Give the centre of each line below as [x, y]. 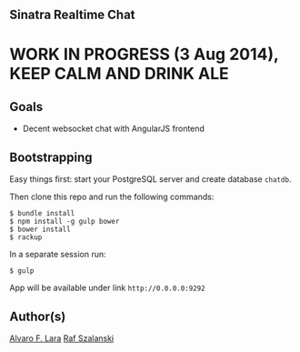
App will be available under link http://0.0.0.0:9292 [108, 288]
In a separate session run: [58, 255]
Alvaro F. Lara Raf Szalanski [62, 338]
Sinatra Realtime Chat [72, 15]
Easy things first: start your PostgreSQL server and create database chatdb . [150, 179]
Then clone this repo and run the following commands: [112, 197]
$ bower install [40, 230]
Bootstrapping [51, 157]
